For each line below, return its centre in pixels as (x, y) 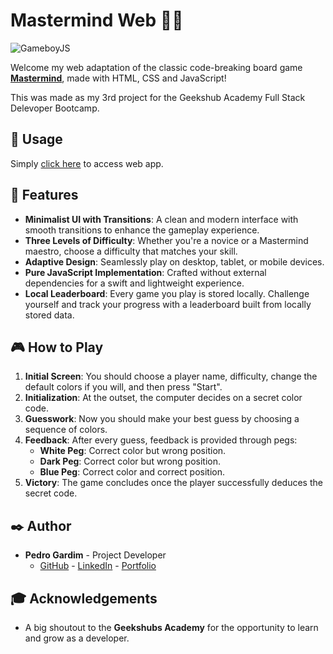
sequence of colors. (66, 430)
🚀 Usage (36, 139)
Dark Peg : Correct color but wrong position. (130, 461)
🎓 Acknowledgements (84, 598)
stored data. (49, 315)
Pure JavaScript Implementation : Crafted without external (145, 272)
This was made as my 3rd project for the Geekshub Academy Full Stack (158, 97)
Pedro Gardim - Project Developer (95, 555)
